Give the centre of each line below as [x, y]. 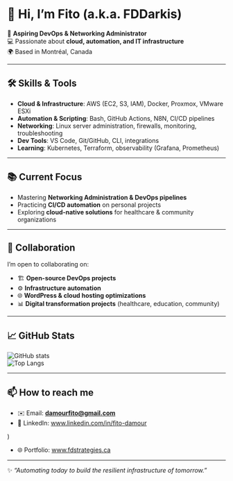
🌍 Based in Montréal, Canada [50, 51]
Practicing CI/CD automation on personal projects [89, 205]
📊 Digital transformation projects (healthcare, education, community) [118, 304]
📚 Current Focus [45, 177]
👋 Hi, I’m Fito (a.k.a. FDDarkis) [95, 14]
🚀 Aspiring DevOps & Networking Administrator [77, 33]
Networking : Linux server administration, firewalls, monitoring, [107, 126]
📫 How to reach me [51, 393]
